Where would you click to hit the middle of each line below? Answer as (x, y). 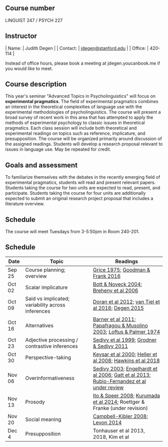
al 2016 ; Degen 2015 (118, 308)
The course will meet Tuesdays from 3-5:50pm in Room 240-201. (72, 232)
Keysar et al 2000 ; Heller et (125, 354)
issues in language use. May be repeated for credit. (58, 149)
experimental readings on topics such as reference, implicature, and (75, 133)
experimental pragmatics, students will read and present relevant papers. (80, 183)
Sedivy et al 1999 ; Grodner (125, 340)
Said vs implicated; (47, 298)
